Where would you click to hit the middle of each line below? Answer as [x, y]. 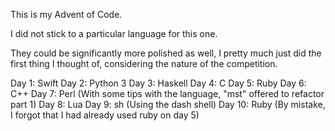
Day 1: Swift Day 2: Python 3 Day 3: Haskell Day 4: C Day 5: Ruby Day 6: [158, 83]
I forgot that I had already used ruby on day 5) [105, 115]
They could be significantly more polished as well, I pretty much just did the [166, 53]
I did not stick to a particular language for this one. [114, 33]
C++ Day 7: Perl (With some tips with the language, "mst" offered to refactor [167, 93]
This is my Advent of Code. [66, 14]
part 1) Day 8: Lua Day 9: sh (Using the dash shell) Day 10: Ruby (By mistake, [168, 104]
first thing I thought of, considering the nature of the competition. [144, 63]
